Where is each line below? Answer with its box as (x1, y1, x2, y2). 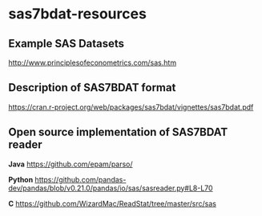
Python (8, 174, 34, 184)
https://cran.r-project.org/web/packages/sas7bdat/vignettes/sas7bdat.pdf (8, 102, 254, 112)
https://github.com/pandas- (34, 174, 127, 184)
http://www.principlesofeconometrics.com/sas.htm (8, 58, 177, 67)
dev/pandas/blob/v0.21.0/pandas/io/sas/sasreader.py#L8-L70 (8, 183, 214, 193)
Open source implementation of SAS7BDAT (8, 126, 228, 139)
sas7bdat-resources (8, 5, 147, 23)
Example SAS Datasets (8, 37, 125, 50)
